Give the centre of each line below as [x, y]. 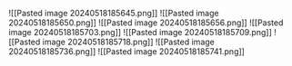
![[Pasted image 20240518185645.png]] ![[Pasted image [114, 13]
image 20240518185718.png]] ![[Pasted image [128, 42]
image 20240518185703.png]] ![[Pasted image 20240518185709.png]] [140, 32]
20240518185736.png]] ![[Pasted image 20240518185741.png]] [126, 52]
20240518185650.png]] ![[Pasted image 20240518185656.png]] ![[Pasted [146, 23]
